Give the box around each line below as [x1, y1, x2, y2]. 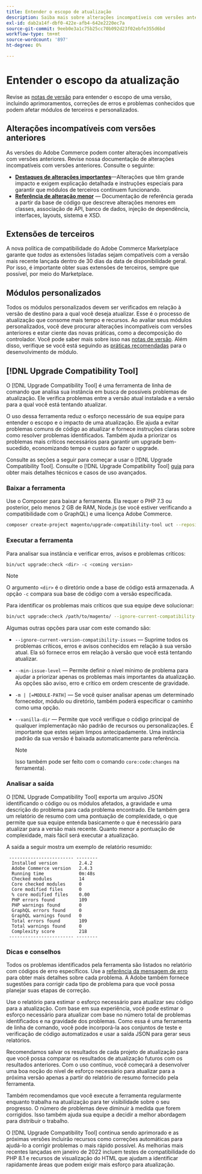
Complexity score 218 [11, 928, 87, 934]
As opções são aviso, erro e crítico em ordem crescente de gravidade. [14, 680, 190, 687]
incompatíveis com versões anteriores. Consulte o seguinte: [6, 162, 155, 169]
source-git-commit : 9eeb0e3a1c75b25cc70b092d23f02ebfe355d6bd [6, 25, 165, 32]
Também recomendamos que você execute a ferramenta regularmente [6, 1092, 182, 1099]
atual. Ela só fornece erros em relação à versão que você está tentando [14, 649, 192, 656]
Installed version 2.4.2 [11, 860, 93, 866]
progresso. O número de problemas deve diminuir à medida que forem [6, 1104, 181, 1112]
